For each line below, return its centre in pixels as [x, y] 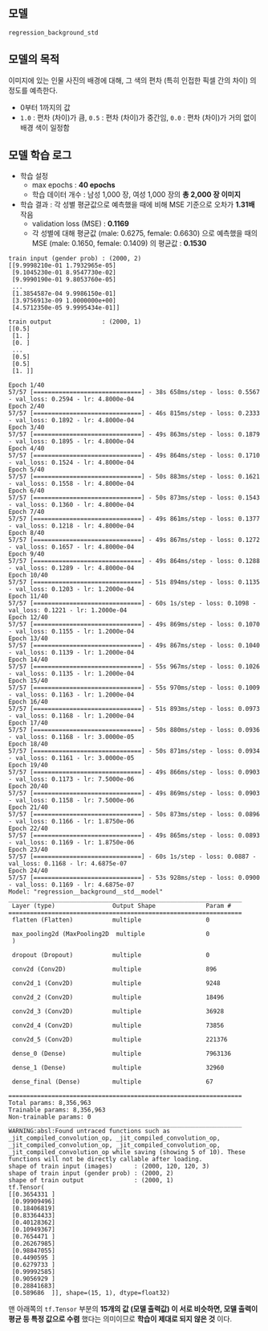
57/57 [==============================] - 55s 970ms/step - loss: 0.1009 [134, 688]
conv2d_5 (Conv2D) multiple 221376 [120, 1040]
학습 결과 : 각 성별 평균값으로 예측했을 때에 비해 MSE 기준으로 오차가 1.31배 [137, 205]
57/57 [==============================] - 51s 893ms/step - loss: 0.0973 [134, 709]
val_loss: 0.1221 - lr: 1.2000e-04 [68, 610]
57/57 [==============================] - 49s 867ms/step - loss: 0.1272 [134, 540]
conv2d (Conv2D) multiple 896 [114, 969]
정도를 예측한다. [33, 90]
